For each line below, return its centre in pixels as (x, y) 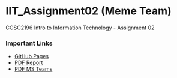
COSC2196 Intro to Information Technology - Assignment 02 (80, 28)
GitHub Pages (31, 56)
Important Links (29, 43)
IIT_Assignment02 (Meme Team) (88, 11)
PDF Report (28, 63)
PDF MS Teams (33, 69)
